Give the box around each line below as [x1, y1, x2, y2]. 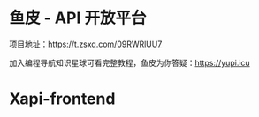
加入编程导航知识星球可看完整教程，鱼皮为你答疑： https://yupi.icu [9, 57, 250, 68]
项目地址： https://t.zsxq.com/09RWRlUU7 [9, 39, 163, 49]
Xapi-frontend [9, 89, 116, 109]
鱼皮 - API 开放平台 [9, 8, 147, 28]
